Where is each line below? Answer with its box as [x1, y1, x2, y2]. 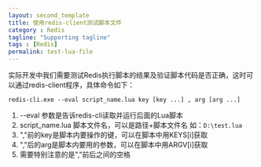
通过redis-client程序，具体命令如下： [14, 80, 135, 89]
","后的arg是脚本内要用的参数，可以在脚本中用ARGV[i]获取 [19, 140, 208, 149]
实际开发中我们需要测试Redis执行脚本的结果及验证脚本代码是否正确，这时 [8, 71, 247, 79]
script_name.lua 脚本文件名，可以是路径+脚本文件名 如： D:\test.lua [19, 121, 242, 129]
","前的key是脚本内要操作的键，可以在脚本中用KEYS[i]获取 [19, 130, 208, 140]
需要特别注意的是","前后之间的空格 [19, 150, 131, 159]
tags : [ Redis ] [8, 41, 58, 49]
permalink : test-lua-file [8, 48, 93, 56]
